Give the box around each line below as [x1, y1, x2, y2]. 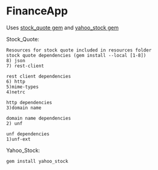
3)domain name [6, 105, 42, 111]
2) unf [6, 120, 23, 126]
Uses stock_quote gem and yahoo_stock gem [6, 24, 119, 31]
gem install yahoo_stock [6, 158, 68, 164]
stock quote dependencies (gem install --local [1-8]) [6, 52, 147, 58]
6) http [6, 78, 26, 84]
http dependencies [6, 99, 52, 105]
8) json [6, 57, 26, 63]
